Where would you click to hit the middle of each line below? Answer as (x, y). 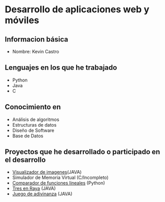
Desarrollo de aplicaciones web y (77, 9)
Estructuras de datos (34, 125)
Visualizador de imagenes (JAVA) (47, 172)
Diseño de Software (33, 130)
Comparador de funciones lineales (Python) (59, 183)
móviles (22, 20)
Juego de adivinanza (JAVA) (42, 194)
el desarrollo (25, 160)
